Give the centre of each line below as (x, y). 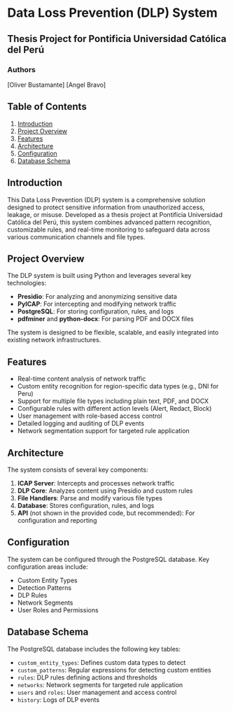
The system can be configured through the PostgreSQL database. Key (108, 559)
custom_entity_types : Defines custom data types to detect (101, 662)
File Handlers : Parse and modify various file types (90, 498)
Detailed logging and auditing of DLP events (81, 423)
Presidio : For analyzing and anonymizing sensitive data (97, 297)
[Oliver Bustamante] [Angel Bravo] (57, 85)
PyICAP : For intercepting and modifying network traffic (97, 304)
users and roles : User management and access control (97, 692)
